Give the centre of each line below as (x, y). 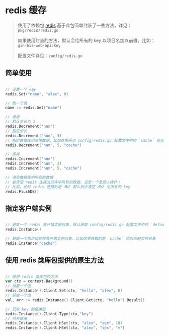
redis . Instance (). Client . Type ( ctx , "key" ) (49, 314)
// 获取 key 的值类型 (26, 309)
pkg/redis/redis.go (38, 30)
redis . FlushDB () (22, 191)
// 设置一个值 (18, 286)
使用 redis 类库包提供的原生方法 (55, 260)
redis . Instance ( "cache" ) (31, 243)
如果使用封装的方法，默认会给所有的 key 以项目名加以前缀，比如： (86, 40)
